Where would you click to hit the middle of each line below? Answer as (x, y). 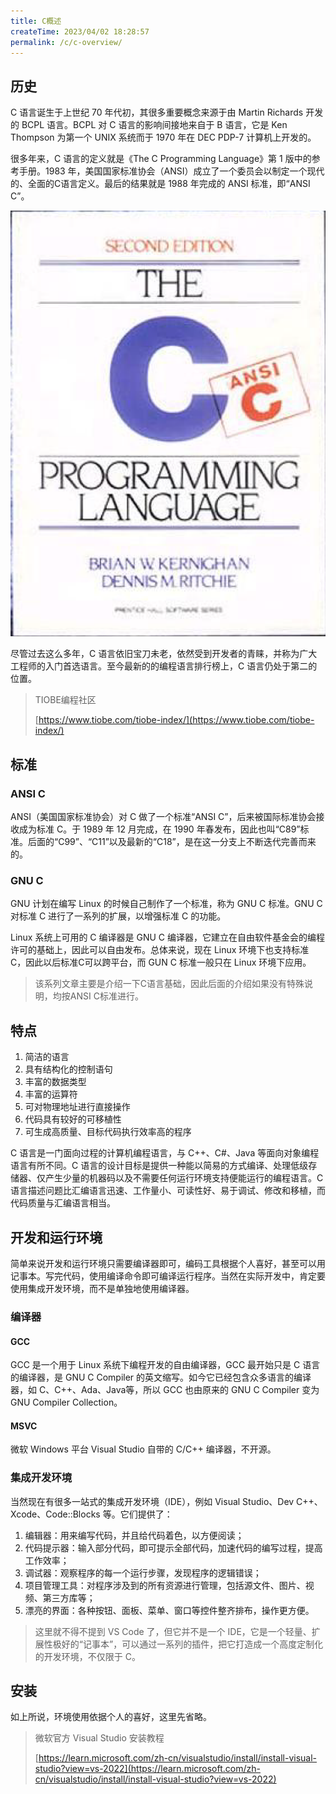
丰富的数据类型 (55, 1082)
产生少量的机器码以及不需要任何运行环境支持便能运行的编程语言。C (184, 1178)
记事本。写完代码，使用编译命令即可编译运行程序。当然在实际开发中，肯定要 (168, 1276)
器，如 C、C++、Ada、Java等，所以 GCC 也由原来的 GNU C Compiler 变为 (165, 1390)
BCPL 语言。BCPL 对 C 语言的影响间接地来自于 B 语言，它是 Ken (154, 125)
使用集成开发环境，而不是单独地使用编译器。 (102, 1289)
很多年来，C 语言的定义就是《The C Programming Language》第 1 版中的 (161, 159)
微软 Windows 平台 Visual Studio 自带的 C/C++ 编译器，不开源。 (143, 1449)
